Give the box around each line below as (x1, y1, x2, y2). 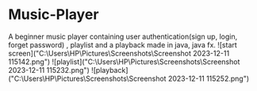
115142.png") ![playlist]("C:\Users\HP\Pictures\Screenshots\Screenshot (8, 57, 240, 66)
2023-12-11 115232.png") (8, 65, 90, 74)
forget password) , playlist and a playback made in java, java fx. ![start (8, 40, 238, 49)
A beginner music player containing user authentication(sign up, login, (8, 32, 238, 41)
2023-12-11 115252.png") (167, 74, 250, 83)
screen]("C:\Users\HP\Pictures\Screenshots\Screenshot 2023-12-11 (8, 48, 230, 58)
